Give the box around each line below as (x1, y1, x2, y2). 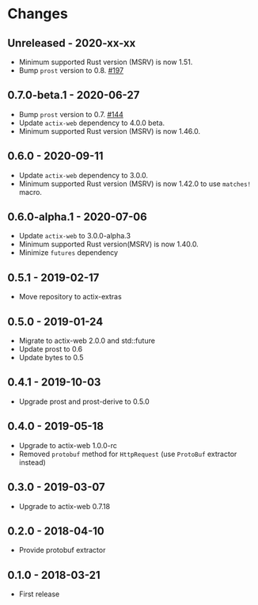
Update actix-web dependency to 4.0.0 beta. (18, 118, 165, 127)
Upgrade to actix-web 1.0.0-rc (18, 440, 118, 450)
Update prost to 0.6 (18, 344, 83, 354)
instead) (18, 457, 47, 467)
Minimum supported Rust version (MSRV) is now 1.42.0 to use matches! (18, 179, 251, 188)
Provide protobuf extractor (18, 546, 106, 555)
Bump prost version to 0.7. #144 (18, 109, 124, 119)
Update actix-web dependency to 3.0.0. (18, 170, 148, 180)
